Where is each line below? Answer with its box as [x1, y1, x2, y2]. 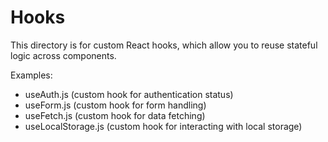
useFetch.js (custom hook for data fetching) [24, 109, 206, 121]
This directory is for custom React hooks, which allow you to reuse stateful [10, 39, 318, 51]
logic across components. [10, 49, 117, 61]
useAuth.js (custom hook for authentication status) [24, 88, 234, 100]
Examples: [10, 69, 53, 81]
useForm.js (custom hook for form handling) [24, 99, 207, 111]
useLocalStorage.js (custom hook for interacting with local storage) [24, 120, 303, 132]
